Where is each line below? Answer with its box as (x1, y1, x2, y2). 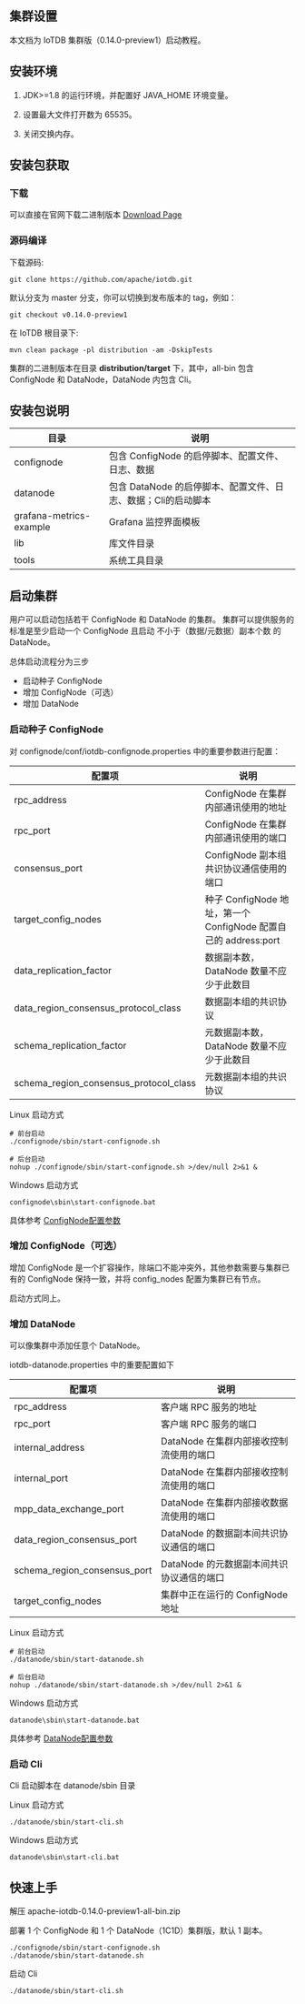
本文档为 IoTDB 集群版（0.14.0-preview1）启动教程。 (9, 35, 206, 45)
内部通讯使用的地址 (204, 801, 288, 813)
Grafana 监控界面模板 (108, 516, 201, 529)
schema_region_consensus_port (14, 1564, 152, 1576)
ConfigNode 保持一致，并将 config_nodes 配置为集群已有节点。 (26, 1273, 266, 1284)
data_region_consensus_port (14, 1534, 138, 1546)
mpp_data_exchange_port (14, 1503, 124, 1516)
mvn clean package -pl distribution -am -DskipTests (9, 345, 213, 355)
